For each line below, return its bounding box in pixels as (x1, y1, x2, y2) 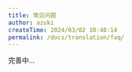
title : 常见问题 (8, 11, 57, 20)
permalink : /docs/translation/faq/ (8, 33, 125, 41)
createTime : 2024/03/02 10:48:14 (8, 26, 118, 34)
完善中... (8, 56, 35, 65)
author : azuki (8, 19, 55, 27)
